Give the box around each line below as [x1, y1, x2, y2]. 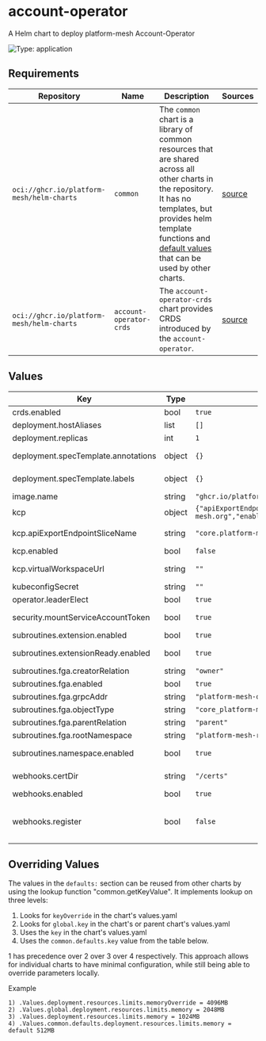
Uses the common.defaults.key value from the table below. [19, 936, 209, 946]
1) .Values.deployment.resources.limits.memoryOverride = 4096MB [8, 999, 228, 1007]
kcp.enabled [12, 545, 59, 557]
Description [164, 90, 210, 101]
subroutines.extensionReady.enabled [12, 647, 150, 658]
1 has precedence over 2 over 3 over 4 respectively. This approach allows [8, 951, 249, 961]
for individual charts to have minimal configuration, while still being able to [8, 960, 251, 970]
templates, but [158, 203, 212, 214]
